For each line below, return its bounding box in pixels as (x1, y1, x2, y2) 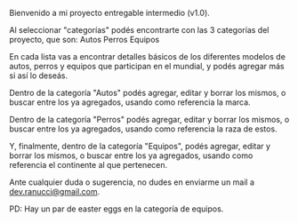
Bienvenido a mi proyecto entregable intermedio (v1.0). (9, 8, 211, 18)
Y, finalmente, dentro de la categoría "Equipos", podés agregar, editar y (9, 141, 271, 151)
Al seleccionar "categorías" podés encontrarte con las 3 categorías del (9, 25, 270, 35)
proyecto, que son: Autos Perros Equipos (9, 35, 160, 44)
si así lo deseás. (9, 70, 68, 81)
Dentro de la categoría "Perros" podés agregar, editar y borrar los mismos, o (9, 115, 290, 124)
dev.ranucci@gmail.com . (9, 187, 101, 196)
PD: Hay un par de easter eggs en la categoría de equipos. (9, 203, 224, 214)
